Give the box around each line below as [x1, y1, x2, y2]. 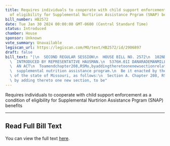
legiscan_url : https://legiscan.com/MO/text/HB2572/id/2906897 [5, 45, 142, 50]
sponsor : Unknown [5, 36, 42, 41]
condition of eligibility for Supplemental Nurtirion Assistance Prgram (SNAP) [5, 97, 163, 103]
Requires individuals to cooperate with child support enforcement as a [5, 91, 152, 98]
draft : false [5, 50, 33, 55]
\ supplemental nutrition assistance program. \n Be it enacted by [10, 69, 157, 74]
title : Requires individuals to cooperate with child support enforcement [5, 7, 166, 13]
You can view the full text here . [5, 135, 70, 141]
